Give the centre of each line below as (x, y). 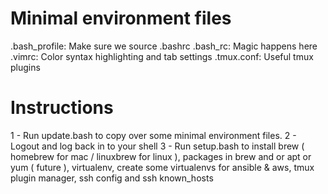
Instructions (62, 108)
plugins (25, 67)
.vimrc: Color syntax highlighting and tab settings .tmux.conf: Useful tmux (162, 56)
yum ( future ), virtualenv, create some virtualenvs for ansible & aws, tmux (162, 167)
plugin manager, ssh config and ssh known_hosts (112, 178)
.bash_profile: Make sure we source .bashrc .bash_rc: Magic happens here (164, 46)
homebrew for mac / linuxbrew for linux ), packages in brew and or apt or (161, 156)
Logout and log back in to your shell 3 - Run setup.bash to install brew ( (157, 146)
